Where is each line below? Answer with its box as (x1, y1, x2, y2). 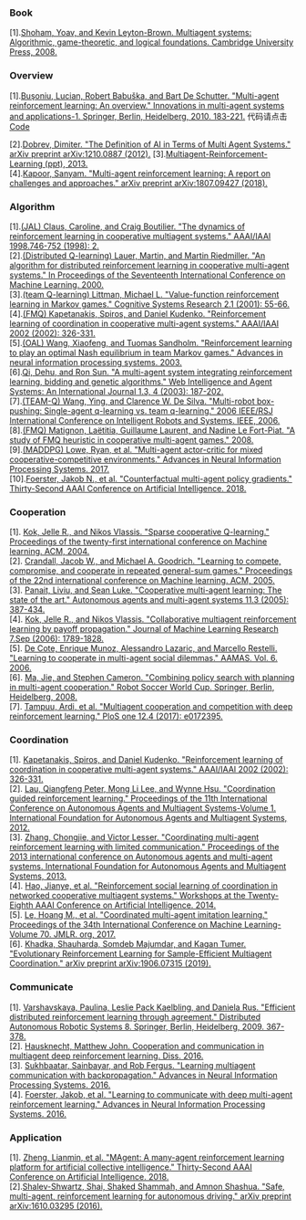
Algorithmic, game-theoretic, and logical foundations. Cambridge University (9, 37, 294, 47)
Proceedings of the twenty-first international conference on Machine (9, 536, 268, 547)
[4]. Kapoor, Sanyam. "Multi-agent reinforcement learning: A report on (9, 167, 271, 179)
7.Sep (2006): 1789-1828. (9, 633, 105, 645)
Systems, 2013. (9, 870, 66, 882)
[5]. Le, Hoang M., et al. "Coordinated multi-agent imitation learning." (9, 910, 269, 920)
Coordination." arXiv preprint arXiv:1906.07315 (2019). (9, 958, 211, 969)
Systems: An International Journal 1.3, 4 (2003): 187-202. (9, 385, 224, 396)
